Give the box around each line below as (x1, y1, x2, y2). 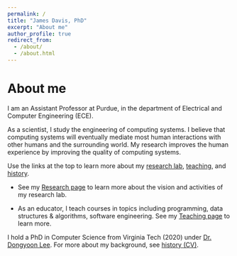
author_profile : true (7, 30, 72, 38)
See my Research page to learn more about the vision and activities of (17, 182, 224, 191)
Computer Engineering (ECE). (7, 111, 94, 120)
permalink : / (7, 10, 46, 18)
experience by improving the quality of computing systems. (7, 148, 181, 156)
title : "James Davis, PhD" (7, 17, 87, 24)
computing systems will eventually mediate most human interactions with (7, 133, 221, 141)
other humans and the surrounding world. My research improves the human (7, 140, 229, 149)
